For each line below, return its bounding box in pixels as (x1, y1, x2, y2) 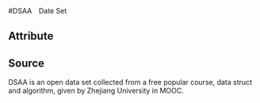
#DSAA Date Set (8, 6, 67, 15)
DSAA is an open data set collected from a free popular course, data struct (8, 78, 252, 87)
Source (8, 56, 45, 70)
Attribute (8, 29, 54, 43)
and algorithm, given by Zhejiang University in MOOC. (8, 86, 184, 96)
